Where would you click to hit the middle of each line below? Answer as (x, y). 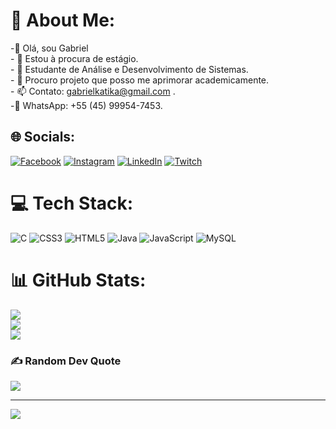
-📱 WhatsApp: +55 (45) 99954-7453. (86, 105)
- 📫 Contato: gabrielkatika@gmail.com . (93, 91)
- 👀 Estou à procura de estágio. (74, 58)
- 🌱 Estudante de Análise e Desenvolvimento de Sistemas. (129, 69)
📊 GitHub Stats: (78, 280)
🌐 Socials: (43, 137)
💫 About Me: (63, 20)
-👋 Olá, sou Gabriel (49, 48)
